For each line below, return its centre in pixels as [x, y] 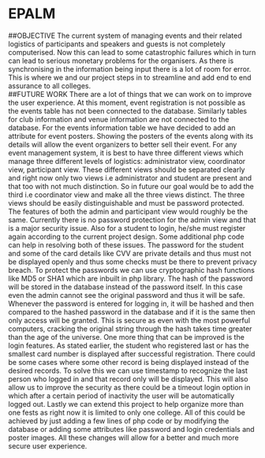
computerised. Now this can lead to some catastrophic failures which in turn [132, 52]
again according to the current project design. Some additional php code [126, 236]
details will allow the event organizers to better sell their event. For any [123, 144]
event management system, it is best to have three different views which [126, 153]
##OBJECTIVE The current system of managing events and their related [125, 35]
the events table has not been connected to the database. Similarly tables [128, 110]
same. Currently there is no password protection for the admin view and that [132, 220]
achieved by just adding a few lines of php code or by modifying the [119, 421]
